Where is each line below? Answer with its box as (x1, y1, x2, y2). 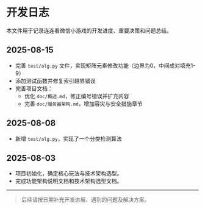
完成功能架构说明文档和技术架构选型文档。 (15, 177, 123, 185)
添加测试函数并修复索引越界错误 (15, 77, 96, 84)
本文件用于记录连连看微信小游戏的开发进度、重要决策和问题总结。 (6, 27, 172, 34)
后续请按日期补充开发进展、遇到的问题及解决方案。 (21, 196, 150, 204)
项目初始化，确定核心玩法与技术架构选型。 (15, 170, 123, 177)
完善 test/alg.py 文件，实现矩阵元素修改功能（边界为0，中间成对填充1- (15, 62, 196, 69)
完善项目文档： (15, 85, 53, 92)
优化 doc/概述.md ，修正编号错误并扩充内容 (24, 92, 129, 99)
